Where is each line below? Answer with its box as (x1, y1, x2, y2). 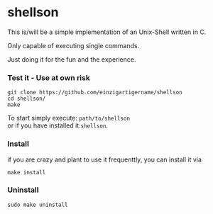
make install (7, 169, 46, 176)
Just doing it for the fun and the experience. (7, 55, 136, 64)
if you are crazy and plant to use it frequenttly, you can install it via (7, 155, 202, 164)
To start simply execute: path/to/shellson (7, 114, 130, 123)
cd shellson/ (7, 95, 46, 103)
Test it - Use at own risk (7, 72, 90, 82)
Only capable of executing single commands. (7, 41, 140, 50)
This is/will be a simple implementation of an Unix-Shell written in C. (7, 28, 207, 36)
